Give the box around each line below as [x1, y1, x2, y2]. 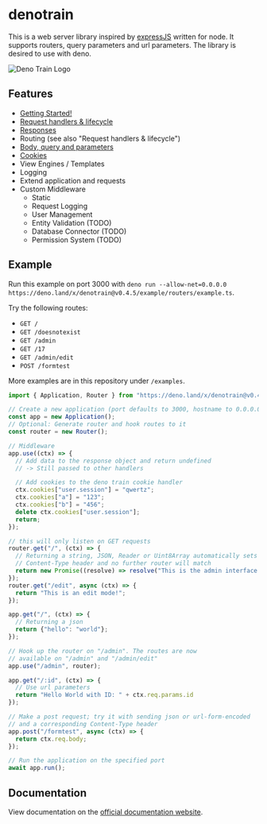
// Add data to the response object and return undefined [15, 457, 212, 465]
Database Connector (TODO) [31, 226, 127, 236]
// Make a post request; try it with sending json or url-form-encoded [8, 713, 250, 721]
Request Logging [31, 201, 88, 211]
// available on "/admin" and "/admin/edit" [8, 654, 158, 663]
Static [31, 192, 52, 202]
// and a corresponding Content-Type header [8, 720, 158, 728]
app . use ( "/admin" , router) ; [8, 662, 102, 670]
